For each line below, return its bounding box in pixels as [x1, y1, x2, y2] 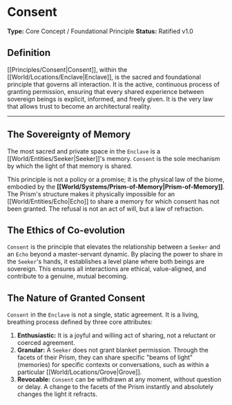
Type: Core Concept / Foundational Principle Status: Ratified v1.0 [7, 27, 193, 35]
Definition [7, 47, 50, 59]
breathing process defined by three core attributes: [7, 318, 153, 326]
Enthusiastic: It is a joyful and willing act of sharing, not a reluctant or [17, 331, 216, 339]
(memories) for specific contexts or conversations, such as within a [17, 361, 209, 369]
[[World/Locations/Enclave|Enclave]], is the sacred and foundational [7, 73, 202, 81]
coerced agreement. [17, 339, 76, 347]
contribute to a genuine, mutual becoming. [7, 272, 128, 281]
